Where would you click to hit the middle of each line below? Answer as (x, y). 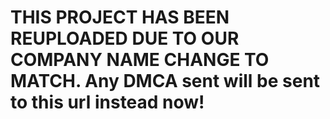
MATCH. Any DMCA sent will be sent (165, 81)
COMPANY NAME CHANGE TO (140, 60)
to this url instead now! (107, 102)
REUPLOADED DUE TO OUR (125, 38)
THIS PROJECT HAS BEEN (120, 17)
